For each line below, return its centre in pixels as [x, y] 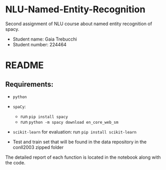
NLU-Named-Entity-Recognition [75, 10]
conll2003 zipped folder [38, 147]
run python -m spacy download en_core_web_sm [69, 122]
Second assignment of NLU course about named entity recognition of [79, 24]
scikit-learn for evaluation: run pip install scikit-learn [75, 131]
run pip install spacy [44, 116]
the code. [15, 162]
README [25, 65]
